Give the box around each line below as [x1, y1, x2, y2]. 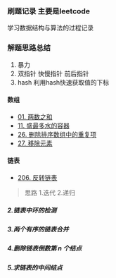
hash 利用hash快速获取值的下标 [17, 78, 110, 86]
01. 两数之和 [17, 112, 53, 121]
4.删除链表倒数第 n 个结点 [7, 244, 82, 253]
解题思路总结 [7, 43, 51, 53]
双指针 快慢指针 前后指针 [17, 69, 89, 78]
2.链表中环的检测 [7, 206, 57, 214]
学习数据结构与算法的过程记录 [7, 23, 94, 32]
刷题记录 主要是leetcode [7, 6, 90, 16]
